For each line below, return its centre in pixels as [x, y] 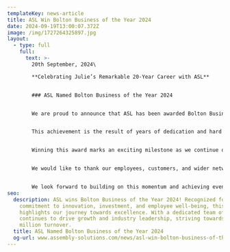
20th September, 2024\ [64, 64]
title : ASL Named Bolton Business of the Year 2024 [89, 231]
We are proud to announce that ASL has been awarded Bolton [119, 114]
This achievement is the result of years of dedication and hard [127, 132]
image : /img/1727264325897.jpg [52, 33]
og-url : [24, 238]
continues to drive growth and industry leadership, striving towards [122, 219]
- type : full [32, 45]
